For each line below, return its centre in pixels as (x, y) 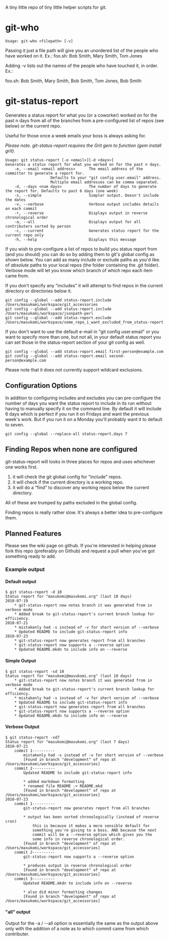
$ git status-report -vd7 (32, 737)
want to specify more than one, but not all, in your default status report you (83, 337)
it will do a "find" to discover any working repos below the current (81, 487)
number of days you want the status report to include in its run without (78, 403)
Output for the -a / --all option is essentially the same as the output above (82, 923)
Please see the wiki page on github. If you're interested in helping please (81, 546)
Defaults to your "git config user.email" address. (106, 178)
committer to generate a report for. (45, 173)
